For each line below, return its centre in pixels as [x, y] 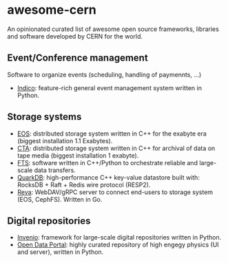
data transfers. [55, 170]
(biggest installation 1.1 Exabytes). [65, 140]
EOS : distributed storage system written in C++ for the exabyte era [112, 134]
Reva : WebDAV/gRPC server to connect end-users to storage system [115, 192]
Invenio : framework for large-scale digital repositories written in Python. [119, 238]
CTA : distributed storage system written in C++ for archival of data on [116, 148]
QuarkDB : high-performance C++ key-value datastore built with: [108, 177]
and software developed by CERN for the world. [75, 36]
